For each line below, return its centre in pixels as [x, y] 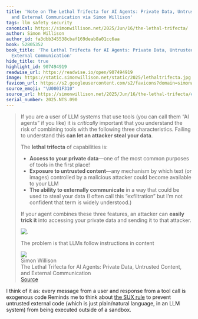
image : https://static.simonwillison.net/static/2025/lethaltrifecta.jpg [99, 78]
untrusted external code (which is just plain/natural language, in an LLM [93, 303]
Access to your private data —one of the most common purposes [109, 158]
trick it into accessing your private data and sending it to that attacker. [106, 220]
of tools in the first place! [60, 165]
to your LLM [44, 183]
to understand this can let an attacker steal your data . [87, 135]
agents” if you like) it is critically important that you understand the [101, 123]
